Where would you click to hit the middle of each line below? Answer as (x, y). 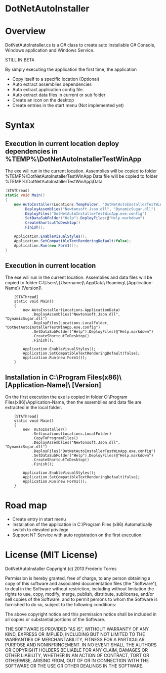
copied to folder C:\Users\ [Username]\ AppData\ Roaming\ (65, 283)
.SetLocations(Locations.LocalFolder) (71, 434)
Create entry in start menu (39, 519)
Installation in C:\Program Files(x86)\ (63, 377)
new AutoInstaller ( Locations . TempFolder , (57, 204)
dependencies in (31, 151)
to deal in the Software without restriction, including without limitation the (80, 589)
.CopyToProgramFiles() (55, 438)
